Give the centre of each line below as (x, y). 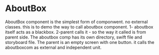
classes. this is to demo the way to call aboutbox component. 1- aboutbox (79, 27)
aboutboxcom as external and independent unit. (53, 47)
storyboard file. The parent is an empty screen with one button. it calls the (80, 42)
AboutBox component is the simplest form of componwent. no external (77, 22)
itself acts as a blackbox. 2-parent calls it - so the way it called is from (76, 32)
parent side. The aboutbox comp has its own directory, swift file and (74, 37)
